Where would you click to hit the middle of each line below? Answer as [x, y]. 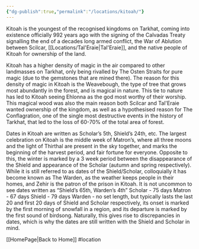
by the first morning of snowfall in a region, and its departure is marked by [97, 209]
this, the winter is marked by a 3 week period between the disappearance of [99, 158]
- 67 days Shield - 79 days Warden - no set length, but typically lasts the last [99, 196]
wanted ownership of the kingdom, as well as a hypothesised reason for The [99, 109]
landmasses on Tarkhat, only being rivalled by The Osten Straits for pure [94, 71]
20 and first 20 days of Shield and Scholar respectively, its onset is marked [98, 203]
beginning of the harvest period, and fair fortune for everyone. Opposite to [97, 152]
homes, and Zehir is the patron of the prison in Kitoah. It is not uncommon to [99, 184]
